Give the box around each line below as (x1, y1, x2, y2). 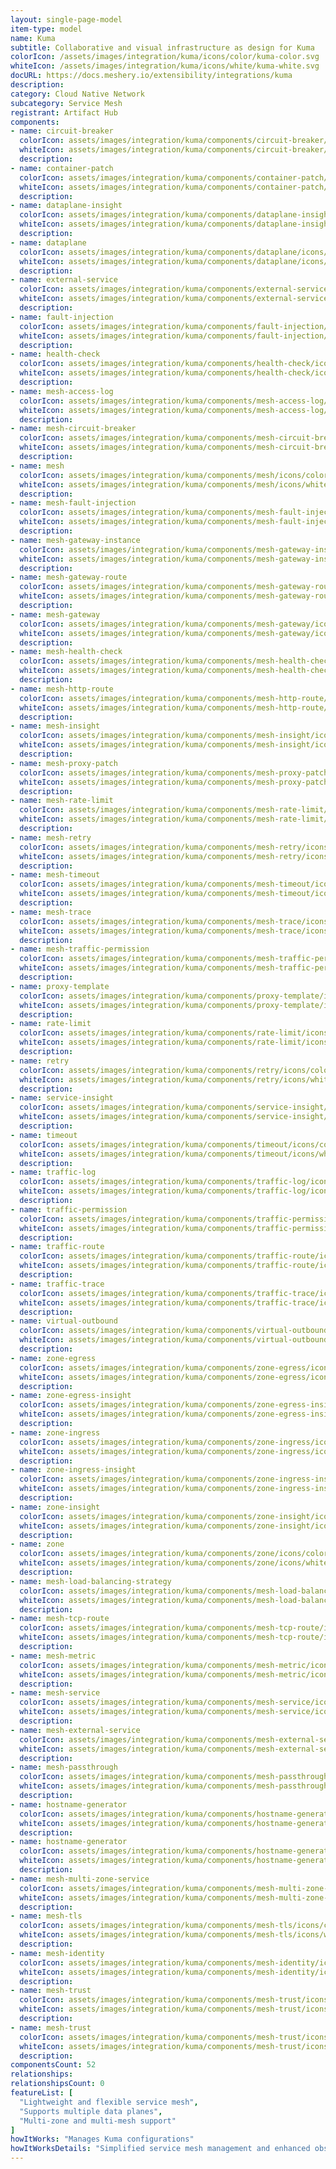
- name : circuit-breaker (10, 126, 114, 136)
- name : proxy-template (10, 981, 110, 991)
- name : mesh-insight (10, 721, 101, 731)
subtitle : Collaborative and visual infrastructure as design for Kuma (10, 42, 315, 53)
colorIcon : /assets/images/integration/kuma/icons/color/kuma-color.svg (10, 52, 320, 62)
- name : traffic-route (10, 1242, 105, 1252)
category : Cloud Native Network (10, 89, 145, 99)
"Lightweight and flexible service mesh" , (19, 2097, 199, 2107)
